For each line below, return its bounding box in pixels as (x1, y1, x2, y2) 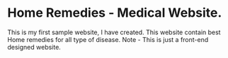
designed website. (7, 43, 62, 51)
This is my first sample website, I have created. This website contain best (7, 28, 221, 36)
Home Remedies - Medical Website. (7, 5, 222, 21)
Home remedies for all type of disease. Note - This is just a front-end (7, 35, 209, 43)
